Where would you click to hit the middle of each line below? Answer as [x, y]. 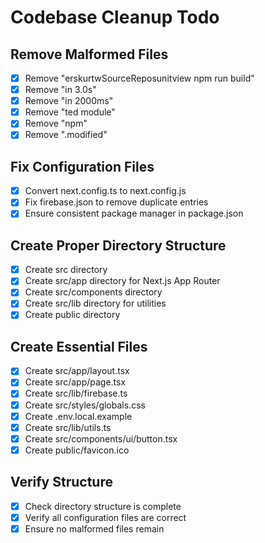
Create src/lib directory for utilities [95, 303]
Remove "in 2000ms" [69, 101]
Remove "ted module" [70, 112]
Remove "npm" [56, 123]
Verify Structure [61, 482]
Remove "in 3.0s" [60, 90]
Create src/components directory [93, 292]
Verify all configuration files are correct [105, 517]
